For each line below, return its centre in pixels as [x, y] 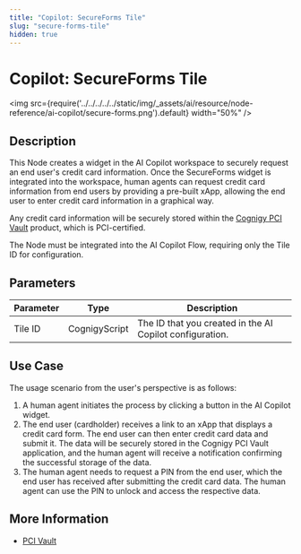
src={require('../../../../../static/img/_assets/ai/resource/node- [142, 103]
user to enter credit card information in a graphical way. [112, 201]
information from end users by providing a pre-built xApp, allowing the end [147, 191]
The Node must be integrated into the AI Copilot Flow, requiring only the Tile [150, 245]
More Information [59, 519]
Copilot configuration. [183, 334]
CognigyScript [98, 328]
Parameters [43, 283]
